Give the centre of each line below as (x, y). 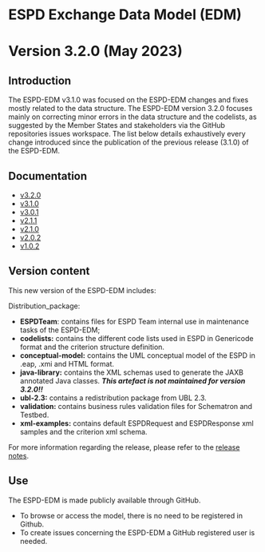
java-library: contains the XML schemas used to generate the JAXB (131, 372)
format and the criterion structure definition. (92, 347)
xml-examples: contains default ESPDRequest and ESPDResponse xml (136, 423)
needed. (34, 541)
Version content (49, 271)
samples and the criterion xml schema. (83, 431)
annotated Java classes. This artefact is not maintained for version (132, 380)
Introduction (40, 80)
